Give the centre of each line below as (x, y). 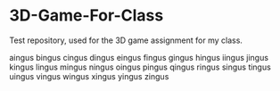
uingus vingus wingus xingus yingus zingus (89, 76)
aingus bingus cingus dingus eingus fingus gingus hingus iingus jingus (139, 57)
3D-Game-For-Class (86, 16)
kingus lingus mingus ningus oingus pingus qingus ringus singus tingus (140, 67)
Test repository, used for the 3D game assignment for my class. (126, 40)
